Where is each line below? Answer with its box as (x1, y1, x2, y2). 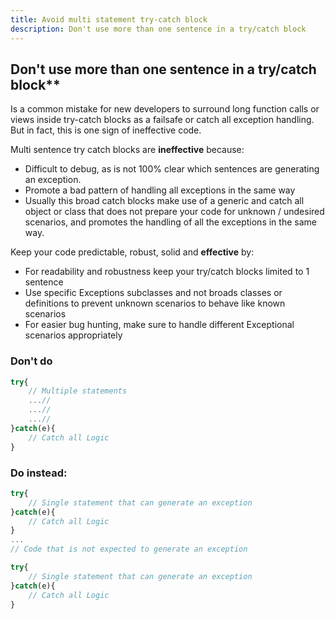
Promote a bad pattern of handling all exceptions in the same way (24, 184, 296, 196)
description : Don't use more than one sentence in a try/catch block (10, 24, 307, 34)
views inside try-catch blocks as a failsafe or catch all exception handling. (10, 114, 315, 126)
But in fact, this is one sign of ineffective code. (10, 124, 202, 136)
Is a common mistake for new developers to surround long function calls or (10, 103, 320, 115)
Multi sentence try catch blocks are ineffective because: (10, 144, 245, 156)
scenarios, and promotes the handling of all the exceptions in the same (24, 216, 317, 228)
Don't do (10, 354, 53, 368)
